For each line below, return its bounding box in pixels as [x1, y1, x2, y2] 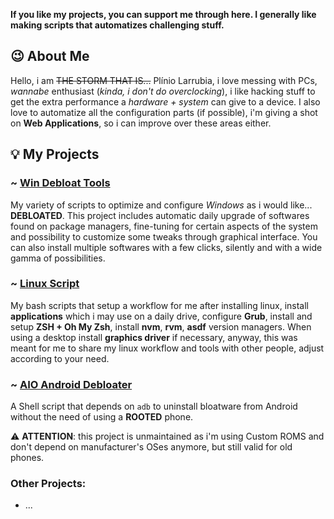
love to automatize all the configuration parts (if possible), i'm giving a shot [10, 106, 318, 118]
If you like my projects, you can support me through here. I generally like [10, 9, 317, 20]
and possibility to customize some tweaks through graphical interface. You [10, 230, 318, 243]
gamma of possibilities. [10, 252, 106, 264]
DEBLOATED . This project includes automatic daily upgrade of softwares [10, 209, 310, 221]
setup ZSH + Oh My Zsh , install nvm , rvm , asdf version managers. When [10, 320, 312, 333]
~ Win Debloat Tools [10, 176, 111, 190]
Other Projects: [10, 477, 87, 491]
